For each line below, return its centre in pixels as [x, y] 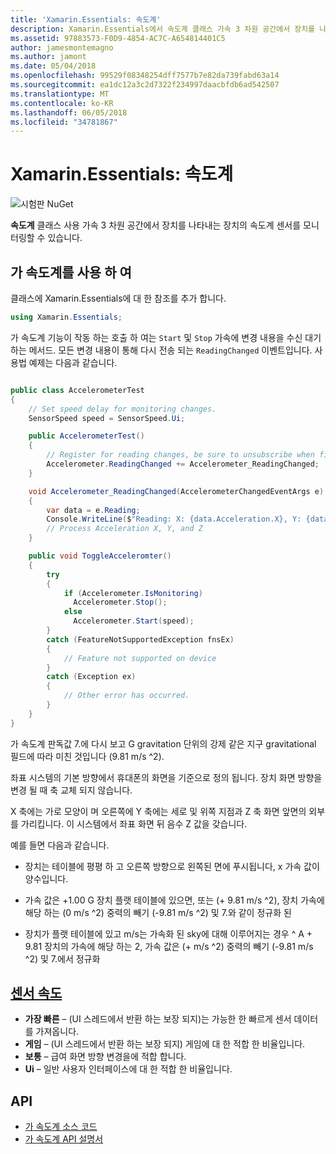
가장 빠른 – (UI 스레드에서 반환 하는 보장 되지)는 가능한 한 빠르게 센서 [158, 1019]
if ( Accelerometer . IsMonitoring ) [133, 593]
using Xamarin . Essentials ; [66, 317]
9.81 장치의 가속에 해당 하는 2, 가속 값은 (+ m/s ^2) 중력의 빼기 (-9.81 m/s [169, 946]
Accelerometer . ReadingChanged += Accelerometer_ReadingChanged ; [183, 464]
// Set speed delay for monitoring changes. [122, 409]
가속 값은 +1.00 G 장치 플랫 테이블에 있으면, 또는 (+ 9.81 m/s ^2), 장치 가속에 [174, 900]
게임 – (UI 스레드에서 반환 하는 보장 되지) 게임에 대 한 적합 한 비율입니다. [165, 1044]
